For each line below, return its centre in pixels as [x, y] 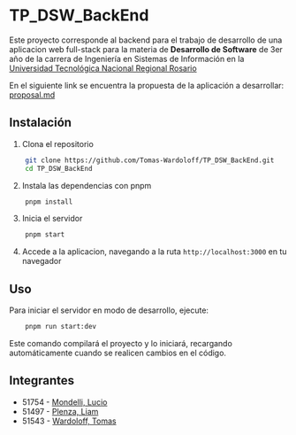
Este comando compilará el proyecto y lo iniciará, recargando [121, 343]
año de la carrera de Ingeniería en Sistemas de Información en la [127, 58]
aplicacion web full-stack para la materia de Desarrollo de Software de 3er [146, 49]
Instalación [41, 123]
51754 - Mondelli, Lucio [65, 402]
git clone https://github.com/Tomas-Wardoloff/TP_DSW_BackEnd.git [150, 160]
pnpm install [49, 202]
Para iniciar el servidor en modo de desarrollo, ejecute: [109, 310]
